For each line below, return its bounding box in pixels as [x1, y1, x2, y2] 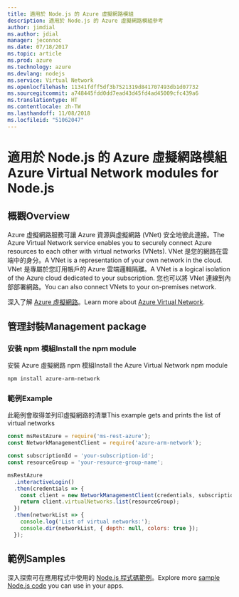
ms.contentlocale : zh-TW [7, 103, 81, 110]
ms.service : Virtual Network [7, 76, 94, 84]
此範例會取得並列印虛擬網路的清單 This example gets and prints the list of [7, 411, 221, 420]
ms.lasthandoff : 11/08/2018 [7, 110, 91, 117]
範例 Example [7, 393, 53, 403]
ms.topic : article [7, 51, 62, 58]
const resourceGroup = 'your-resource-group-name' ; [7, 459, 164, 467]
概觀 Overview [7, 210, 70, 222]
